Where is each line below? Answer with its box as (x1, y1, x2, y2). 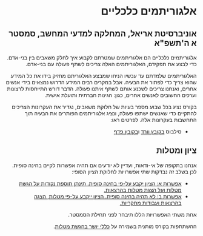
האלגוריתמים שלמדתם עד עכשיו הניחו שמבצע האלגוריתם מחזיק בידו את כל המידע (10, 72, 197, 79)
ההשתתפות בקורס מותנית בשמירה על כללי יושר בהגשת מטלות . (53, 223, 197, 230)
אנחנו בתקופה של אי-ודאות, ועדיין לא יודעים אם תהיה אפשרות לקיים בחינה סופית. (12, 161, 197, 169)
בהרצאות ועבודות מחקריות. (119, 199, 182, 206)
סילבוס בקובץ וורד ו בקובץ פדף (113, 128, 182, 135)
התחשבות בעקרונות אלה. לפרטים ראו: (110, 116, 197, 123)
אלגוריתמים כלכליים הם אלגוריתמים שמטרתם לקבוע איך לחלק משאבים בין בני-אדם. (7, 54, 197, 61)
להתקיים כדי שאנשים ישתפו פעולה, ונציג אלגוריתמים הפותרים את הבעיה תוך (24, 110, 197, 116)
